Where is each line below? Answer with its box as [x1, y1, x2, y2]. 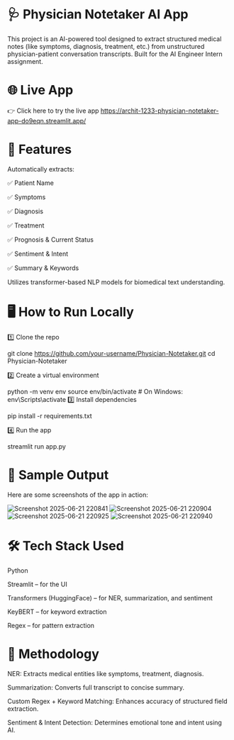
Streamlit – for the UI [7, 580, 67, 588]
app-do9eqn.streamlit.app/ [7, 116, 87, 125]
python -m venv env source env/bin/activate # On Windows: [7, 387, 183, 396]
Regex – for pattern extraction [7, 621, 94, 629]
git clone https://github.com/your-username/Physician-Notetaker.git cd [7, 349, 216, 357]
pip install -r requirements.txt [7, 411, 92, 420]
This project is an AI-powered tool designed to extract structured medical [7, 34, 222, 43]
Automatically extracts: [7, 164, 74, 173]
